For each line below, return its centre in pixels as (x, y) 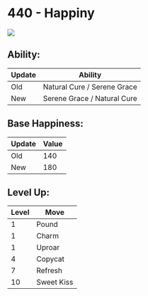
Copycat (51, 259)
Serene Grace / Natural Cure (90, 98)
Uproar (48, 248)
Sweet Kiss (55, 282)
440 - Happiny (51, 13)
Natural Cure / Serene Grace (90, 87)
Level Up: (29, 192)
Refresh (49, 270)
